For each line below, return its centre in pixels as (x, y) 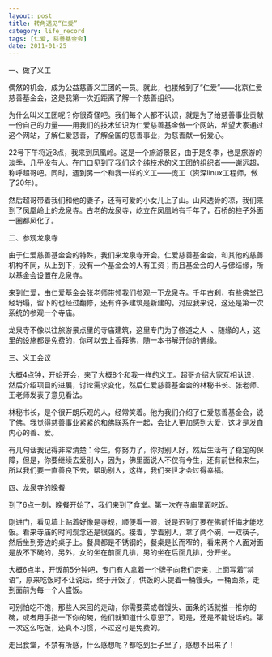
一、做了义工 (30, 71)
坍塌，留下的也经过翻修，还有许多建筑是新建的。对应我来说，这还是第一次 (139, 303)
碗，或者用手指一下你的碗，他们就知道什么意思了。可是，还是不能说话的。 (132, 617)
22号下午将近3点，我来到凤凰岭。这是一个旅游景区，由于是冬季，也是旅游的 (136, 153)
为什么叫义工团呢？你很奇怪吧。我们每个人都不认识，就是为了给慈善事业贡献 (136, 115)
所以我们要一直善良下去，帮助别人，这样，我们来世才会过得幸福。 (118, 470)
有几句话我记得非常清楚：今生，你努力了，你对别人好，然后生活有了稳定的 (132, 450)
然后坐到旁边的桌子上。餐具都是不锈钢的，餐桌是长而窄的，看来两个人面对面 (136, 542)
